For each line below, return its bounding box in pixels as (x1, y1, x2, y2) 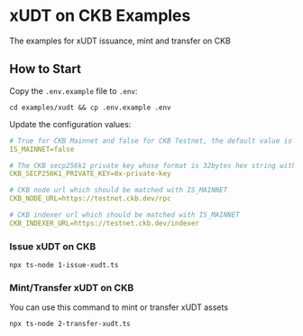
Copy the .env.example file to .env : (9, 85, 138, 96)
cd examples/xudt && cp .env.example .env (9, 103, 171, 112)
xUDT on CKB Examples (9, 5, 191, 26)
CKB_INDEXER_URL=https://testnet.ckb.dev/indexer (9, 219, 200, 228)
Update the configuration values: (9, 118, 132, 129)
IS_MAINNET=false (9, 145, 75, 154)
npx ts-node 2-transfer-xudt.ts (9, 320, 131, 329)
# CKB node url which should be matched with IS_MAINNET (9, 186, 228, 195)
